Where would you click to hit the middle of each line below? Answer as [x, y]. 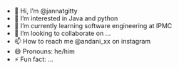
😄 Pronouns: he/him [44, 51]
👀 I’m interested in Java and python [66, 18]
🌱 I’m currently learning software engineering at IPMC [93, 26]
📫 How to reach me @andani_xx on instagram [82, 41]
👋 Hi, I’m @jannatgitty [46, 11]
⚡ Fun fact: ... [34, 59]
